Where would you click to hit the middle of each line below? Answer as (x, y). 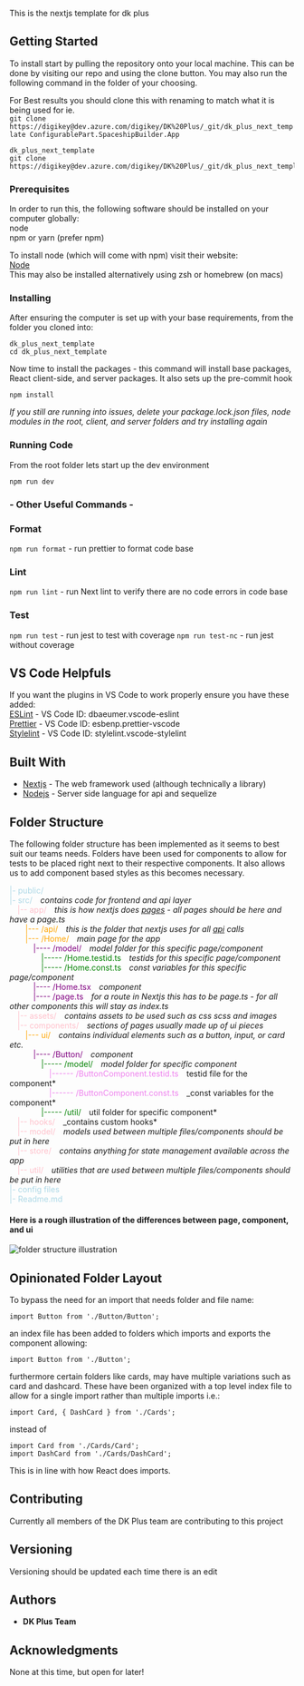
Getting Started (54, 41)
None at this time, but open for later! (77, 1672)
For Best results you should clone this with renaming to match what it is (142, 100)
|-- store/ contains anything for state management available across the (153, 1151)
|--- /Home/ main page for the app (93, 938)
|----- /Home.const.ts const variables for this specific (144, 967)
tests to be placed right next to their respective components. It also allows (147, 863)
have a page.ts (38, 919)
